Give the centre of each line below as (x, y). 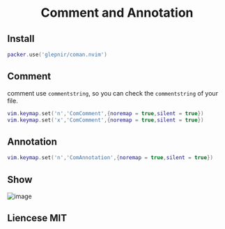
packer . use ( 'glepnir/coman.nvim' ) (57, 54)
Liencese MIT (37, 218)
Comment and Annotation (117, 13)
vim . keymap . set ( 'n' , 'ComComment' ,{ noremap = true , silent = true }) (106, 113)
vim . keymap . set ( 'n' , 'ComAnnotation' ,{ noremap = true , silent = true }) (110, 158)
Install (21, 39)
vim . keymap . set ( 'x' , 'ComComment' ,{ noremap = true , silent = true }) (106, 120)
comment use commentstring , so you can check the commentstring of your (113, 93)
